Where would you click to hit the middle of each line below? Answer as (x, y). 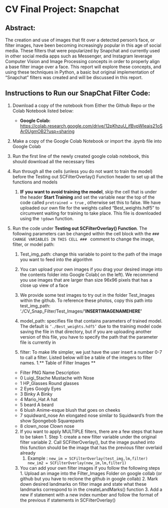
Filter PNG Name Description (50, 372)
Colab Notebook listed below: (43, 111)
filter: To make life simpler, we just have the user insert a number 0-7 (91, 352)
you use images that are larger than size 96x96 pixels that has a (86, 280)
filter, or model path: (33, 244)
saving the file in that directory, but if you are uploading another (86, 332)
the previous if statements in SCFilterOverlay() (68, 500)
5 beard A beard (37, 405)
